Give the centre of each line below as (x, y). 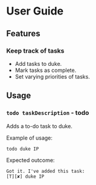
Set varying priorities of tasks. (53, 76)
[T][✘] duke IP (25, 177)
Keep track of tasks (35, 51)
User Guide (35, 11)
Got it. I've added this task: (46, 171)
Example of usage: (30, 138)
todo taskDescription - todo (48, 113)
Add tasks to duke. (38, 63)
